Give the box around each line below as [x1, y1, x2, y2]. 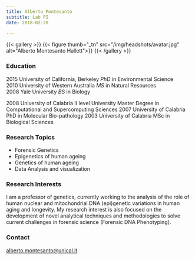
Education [6, 62, 37, 70]
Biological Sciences [6, 118, 54, 125]
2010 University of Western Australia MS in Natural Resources [6, 82, 156, 89]
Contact [6, 233, 30, 242]
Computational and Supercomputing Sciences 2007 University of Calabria [6, 106, 186, 113]
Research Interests [6, 180, 62, 188]
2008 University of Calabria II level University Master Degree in [6, 99, 160, 106]
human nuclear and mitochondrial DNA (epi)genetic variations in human [6, 200, 180, 207]
